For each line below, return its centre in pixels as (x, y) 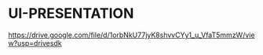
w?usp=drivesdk (35, 43)
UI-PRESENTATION (71, 14)
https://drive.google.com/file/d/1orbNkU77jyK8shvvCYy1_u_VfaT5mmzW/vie (131, 35)
